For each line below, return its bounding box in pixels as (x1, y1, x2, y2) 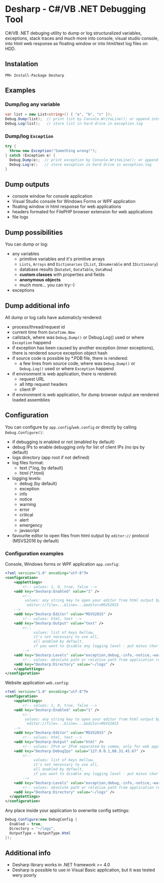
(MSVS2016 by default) (12, 538, 60, 544)
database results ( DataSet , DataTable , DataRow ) (19, 266, 113, 273)
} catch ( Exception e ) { (5, 153, 56, 158)
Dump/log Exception (5, 132, 54, 139)
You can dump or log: (5, 241, 48, 247)
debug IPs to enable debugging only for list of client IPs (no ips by (12, 444, 145, 450)
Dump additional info (5, 302, 70, 310)
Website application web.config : (5, 680, 69, 686)
